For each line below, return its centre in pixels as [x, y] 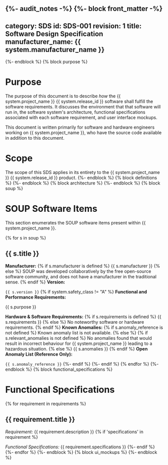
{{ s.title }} [22, 254]
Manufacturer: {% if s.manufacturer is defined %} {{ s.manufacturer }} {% [83, 266]
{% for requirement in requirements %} [46, 403]
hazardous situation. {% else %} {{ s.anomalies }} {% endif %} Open [76, 348]
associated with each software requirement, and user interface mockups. [81, 118]
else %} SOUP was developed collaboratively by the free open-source [78, 271]
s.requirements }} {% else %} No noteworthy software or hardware [75, 322]
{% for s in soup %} [26, 238]
